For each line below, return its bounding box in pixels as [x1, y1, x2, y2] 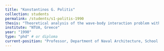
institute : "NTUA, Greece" [5, 25, 60, 30]
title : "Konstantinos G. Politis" [5, 7, 76, 12]
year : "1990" [5, 30, 32, 34]
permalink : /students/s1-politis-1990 [5, 16, 84, 21]
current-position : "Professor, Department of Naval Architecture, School [5, 39, 159, 44]
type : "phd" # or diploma [5, 34, 58, 39]
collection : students [5, 12, 49, 17]
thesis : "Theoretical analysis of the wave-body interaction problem [5, 20, 150, 26]
